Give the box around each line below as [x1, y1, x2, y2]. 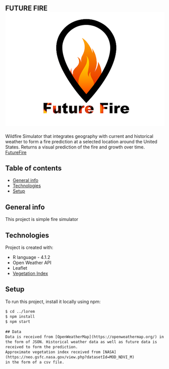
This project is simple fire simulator [5, 216, 78, 223]
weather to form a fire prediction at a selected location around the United [5, 138, 158, 144]
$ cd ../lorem [5, 309, 35, 314]
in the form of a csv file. [5, 359, 65, 364]
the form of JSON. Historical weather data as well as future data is [5, 339, 157, 344]
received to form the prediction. [5, 344, 78, 349]
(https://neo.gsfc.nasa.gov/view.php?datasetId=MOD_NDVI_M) [5, 354, 135, 359]
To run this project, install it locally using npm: [5, 299, 101, 305]
